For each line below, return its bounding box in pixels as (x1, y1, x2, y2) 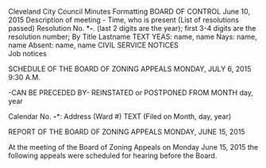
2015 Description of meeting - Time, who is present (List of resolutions (8, 15, 240, 25)
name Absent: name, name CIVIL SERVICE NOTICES (8, 40, 179, 50)
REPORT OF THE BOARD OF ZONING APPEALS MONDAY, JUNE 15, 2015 (8, 127, 245, 136)
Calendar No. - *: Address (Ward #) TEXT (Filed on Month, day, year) (8, 112, 232, 121)
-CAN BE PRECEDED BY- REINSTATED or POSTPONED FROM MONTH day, (8, 88, 254, 97)
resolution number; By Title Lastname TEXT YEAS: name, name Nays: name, (8, 32, 257, 41)
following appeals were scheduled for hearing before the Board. (8, 151, 218, 160)
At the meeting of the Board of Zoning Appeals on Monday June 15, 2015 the (8, 143, 259, 151)
